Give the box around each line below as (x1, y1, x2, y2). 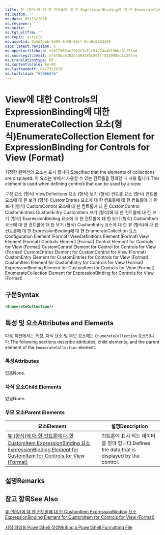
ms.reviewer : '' (5, 21, 38, 26)
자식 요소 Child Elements (5, 383, 62, 390)
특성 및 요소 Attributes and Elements (5, 318, 114, 327)
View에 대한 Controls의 (5, 94, 98, 105)
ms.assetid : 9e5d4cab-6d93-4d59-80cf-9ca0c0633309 (5, 39, 111, 44)
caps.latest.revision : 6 (5, 44, 56, 49)
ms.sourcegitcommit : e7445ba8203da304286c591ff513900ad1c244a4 (5, 53, 137, 58)
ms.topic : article (5, 35, 43, 40)
